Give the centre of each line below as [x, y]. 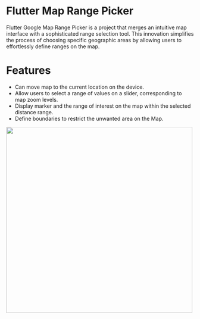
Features [29, 71]
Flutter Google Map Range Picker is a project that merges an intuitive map [97, 27]
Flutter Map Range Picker [70, 11]
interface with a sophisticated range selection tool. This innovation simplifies [100, 33]
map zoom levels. [36, 99]
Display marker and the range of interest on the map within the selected [103, 106]
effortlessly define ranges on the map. [53, 46]
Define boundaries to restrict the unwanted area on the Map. [89, 118]
